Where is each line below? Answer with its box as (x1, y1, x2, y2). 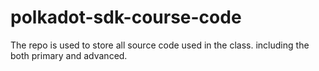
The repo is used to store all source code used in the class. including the (10, 39, 310, 51)
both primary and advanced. (10, 49, 128, 61)
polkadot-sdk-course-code (10, 6, 242, 29)
